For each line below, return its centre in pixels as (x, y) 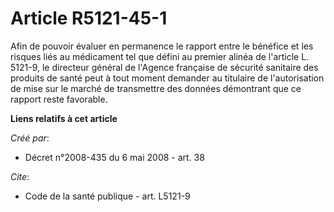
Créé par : (30, 138)
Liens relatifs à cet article (64, 118)
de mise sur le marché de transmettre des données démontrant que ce (156, 88)
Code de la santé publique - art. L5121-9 (107, 196)
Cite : (20, 176)
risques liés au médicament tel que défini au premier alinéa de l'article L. (160, 56)
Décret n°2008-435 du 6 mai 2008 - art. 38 (114, 157)
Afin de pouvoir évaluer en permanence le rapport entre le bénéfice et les (162, 46)
